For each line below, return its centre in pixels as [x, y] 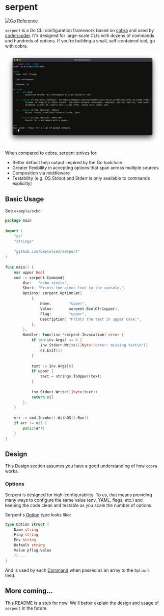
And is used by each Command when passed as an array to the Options [78, 570]
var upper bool [29, 273]
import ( [14, 231]
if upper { [42, 371]
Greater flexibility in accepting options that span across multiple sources [85, 168]
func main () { [20, 267]
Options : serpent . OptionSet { [53, 293]
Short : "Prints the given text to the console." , [74, 288]
